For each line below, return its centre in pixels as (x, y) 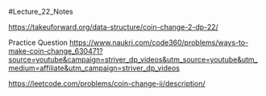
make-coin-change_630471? (56, 51)
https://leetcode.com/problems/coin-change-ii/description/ (107, 84)
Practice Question (38, 42)
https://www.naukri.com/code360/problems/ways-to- (159, 42)
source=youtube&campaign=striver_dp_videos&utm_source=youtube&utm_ (133, 60)
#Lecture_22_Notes (41, 12)
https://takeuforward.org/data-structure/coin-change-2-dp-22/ (114, 27)
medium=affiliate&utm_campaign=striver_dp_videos (94, 68)
